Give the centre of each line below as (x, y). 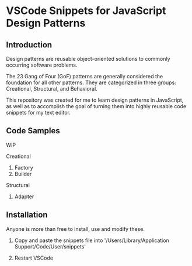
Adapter (24, 196)
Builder (23, 174)
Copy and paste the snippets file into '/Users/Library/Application (92, 240)
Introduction (29, 45)
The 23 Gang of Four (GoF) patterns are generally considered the (85, 76)
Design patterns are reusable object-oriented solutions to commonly (88, 59)
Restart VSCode (34, 258)
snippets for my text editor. (39, 113)
